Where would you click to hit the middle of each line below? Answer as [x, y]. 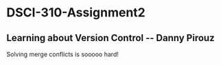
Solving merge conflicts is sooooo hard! [63, 54]
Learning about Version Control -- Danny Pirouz [110, 38]
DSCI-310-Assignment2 [76, 13]
